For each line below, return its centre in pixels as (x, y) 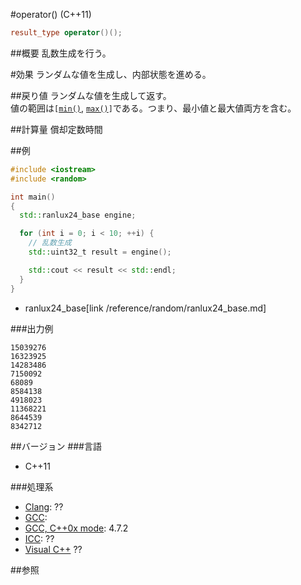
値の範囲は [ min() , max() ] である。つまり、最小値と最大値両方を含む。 (153, 108)
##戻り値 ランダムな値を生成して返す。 (91, 95)
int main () (33, 197)
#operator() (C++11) (51, 14)
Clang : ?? (44, 506)
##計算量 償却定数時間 (56, 129)
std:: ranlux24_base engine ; (78, 215)
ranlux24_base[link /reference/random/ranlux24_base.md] (145, 308)
